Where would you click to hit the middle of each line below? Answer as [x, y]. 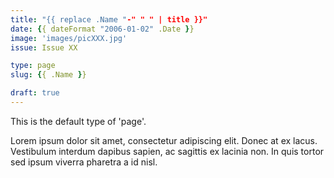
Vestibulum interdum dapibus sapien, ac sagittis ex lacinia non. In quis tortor [167, 151]
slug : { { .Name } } [48, 75]
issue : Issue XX [44, 47]
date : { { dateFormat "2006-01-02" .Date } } [102, 29]
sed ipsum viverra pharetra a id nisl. [84, 162]
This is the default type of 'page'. [78, 121]
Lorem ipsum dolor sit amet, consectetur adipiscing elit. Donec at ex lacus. [164, 140]
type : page [33, 66]
